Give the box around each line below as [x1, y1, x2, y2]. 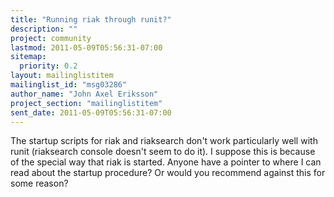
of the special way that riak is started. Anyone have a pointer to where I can [10, 156, 322, 168]
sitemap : [10, 52, 47, 62]
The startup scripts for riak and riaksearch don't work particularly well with [10, 135, 318, 147]
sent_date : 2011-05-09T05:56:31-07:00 [10, 107, 172, 118]
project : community [10, 33, 92, 43]
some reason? [10, 177, 69, 190]
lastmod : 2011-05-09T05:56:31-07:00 [10, 42, 163, 53]
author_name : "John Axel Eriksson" [10, 89, 159, 99]
